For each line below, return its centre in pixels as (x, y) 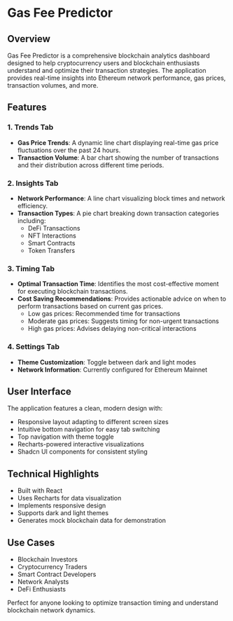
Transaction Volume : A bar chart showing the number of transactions (118, 157)
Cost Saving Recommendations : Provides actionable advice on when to (122, 299)
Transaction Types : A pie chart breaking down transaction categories (118, 213)
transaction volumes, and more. (53, 85)
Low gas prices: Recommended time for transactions (104, 314)
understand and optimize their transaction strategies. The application (107, 70)
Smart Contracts (51, 243)
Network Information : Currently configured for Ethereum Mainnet (112, 369)
